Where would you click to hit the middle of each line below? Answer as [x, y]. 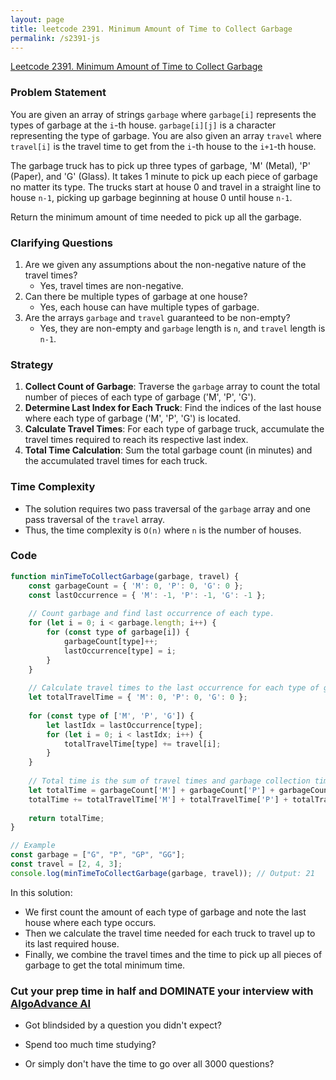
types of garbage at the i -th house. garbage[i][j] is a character [143, 125]
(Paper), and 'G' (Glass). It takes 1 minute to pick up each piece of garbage [164, 176]
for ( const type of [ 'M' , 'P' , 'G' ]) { [111, 716]
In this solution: [41, 892]
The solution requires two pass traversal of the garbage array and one [168, 508]
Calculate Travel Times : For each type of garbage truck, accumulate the [174, 429]
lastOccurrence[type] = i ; [120, 651]
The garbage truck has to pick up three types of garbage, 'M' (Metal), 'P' [160, 165]
